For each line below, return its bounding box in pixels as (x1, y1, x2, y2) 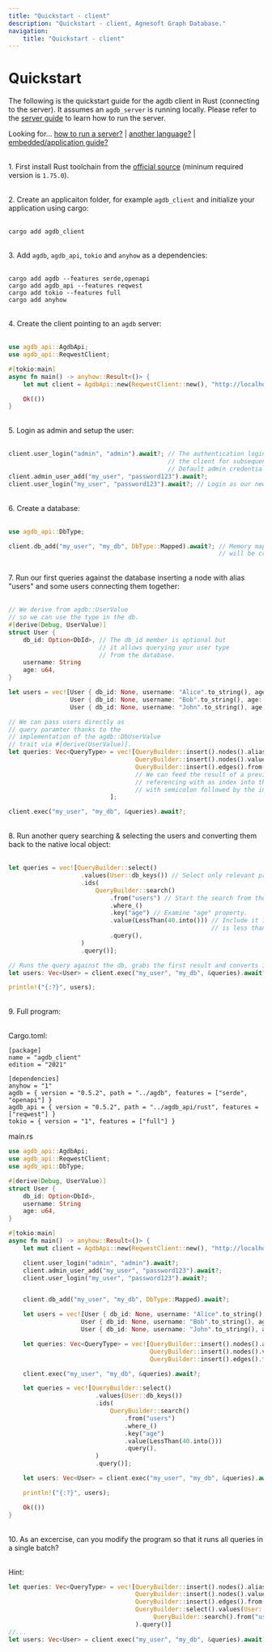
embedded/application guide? (8, 138, 108, 147)
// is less (210, 924, 249, 932)
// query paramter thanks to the (8, 726, 121, 734)
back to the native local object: (8, 840, 111, 849)
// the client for (168, 458, 230, 466)
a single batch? (8, 1543, 59, 1552)
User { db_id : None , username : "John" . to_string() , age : (70, 703, 266, 711)
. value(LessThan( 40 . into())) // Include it (109, 917, 259, 925)
